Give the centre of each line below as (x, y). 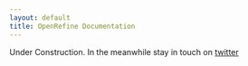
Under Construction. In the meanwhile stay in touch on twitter (124, 52)
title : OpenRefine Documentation (72, 26)
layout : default (40, 18)
